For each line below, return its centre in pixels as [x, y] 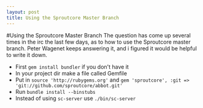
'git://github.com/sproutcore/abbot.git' [69, 86]
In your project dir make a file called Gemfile [71, 73]
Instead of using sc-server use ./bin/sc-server [75, 98]
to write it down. [27, 55]
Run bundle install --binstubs [56, 91]
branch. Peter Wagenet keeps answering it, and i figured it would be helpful [102, 48]
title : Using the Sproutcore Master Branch [63, 18]
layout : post [23, 12]
